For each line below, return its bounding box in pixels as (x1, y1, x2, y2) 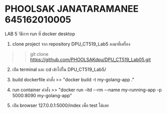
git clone (30, 51, 49, 57)
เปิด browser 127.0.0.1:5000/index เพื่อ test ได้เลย (12, 102, 109, 108)
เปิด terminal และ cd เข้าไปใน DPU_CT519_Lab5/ (12, 66, 107, 72)
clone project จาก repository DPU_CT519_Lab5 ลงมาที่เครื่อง (12, 41, 131, 47)
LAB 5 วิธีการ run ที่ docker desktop (5, 31, 75, 37)
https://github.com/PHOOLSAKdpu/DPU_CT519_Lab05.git (30, 56, 151, 63)
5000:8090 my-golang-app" (12, 92, 73, 98)
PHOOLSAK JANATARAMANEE (5, 3, 139, 15)
